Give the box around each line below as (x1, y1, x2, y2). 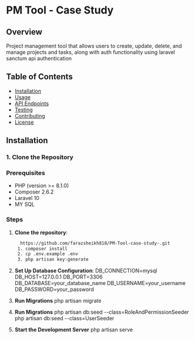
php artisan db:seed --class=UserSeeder (14, 315, 115, 322)
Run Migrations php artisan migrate (14, 297, 102, 304)
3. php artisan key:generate (17, 256, 89, 263)
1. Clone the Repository (6, 153, 73, 161)
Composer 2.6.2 (14, 188, 54, 195)
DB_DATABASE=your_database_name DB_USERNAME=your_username (14, 280, 186, 287)
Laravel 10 (14, 195, 40, 202)
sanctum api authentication (6, 55, 72, 62)
